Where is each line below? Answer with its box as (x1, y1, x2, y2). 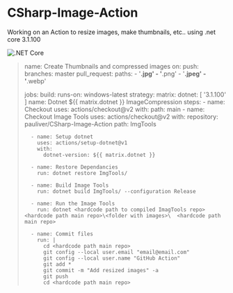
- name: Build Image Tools (31, 182, 109, 189)
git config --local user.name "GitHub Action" (42, 255, 181, 262)
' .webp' (24, 76, 47, 85)
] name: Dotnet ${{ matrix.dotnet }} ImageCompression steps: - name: (24, 97, 225, 106)
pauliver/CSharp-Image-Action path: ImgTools (24, 119, 156, 128)
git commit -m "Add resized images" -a (42, 267, 159, 274)
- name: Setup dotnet (31, 133, 94, 140)
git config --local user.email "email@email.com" (42, 249, 190, 256)
